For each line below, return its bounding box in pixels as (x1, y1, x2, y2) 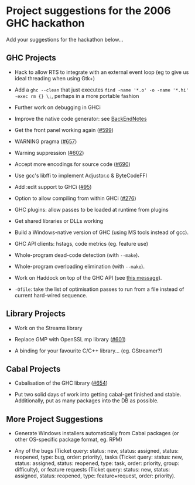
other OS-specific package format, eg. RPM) (14, 436, 123, 443)
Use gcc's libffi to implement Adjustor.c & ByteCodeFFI (14, 172, 148, 179)
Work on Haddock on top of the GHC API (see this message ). (14, 274, 162, 281)
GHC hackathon (6, 16, 85, 30)
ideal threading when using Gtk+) (14, 74, 95, 82)
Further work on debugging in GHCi (14, 104, 101, 111)
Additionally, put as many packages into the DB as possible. (14, 397, 159, 404)
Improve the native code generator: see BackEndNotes (14, 115, 148, 122)
